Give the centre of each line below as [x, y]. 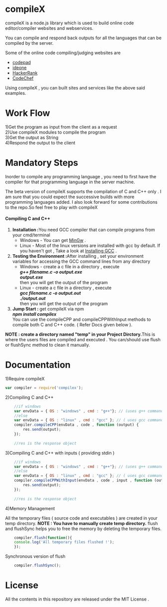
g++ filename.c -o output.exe [51, 272]
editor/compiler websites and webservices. [49, 28]
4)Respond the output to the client [40, 143]
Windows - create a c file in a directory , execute [70, 267]
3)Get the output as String [32, 137]
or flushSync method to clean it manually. [48, 345]
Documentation [38, 365]
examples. [16, 93]
